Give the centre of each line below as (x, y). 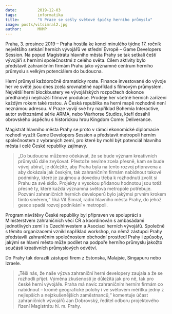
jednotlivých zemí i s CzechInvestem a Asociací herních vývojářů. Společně (85, 226)
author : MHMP (26, 29)
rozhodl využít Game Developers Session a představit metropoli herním (81, 135)
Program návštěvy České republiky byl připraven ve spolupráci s (74, 215)
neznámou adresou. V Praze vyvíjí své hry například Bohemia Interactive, (83, 109)
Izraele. (13, 264)
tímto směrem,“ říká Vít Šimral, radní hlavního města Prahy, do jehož (90, 200)
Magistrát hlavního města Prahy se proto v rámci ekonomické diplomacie (82, 130)
